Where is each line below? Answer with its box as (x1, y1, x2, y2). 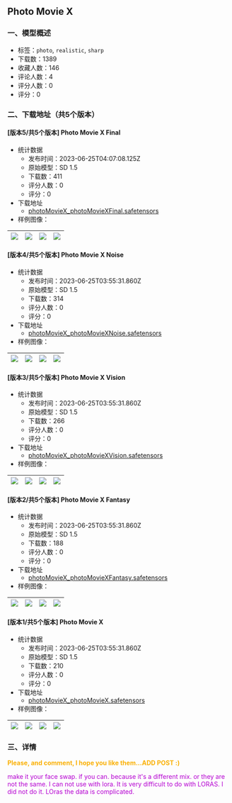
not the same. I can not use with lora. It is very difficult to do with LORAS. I (7, 780, 224, 788)
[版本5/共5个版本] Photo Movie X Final (7, 128, 121, 137)
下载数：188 (28, 539, 64, 548)
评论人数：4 (17, 72, 53, 81)
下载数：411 (28, 172, 62, 180)
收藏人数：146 (17, 63, 60, 72)
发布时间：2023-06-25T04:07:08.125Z (28, 154, 141, 162)
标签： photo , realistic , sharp (17, 45, 104, 54)
